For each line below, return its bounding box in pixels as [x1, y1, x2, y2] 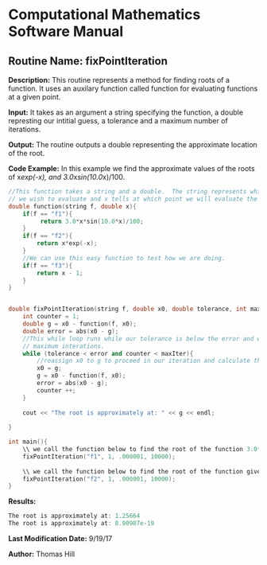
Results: [8, 497, 37, 506]
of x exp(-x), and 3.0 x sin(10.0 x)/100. [8, 173, 126, 181]
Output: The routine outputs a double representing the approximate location [8, 140, 258, 149]
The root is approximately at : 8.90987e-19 [8, 520, 155, 528]
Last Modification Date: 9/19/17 [8, 534, 113, 543]
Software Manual [8, 22, 124, 41]
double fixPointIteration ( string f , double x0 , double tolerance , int [8, 305, 247, 314]
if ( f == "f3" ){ [22, 261, 73, 270]
